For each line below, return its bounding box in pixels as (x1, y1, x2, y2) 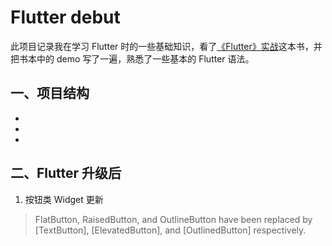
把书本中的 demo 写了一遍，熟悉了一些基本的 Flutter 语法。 (10, 52, 255, 65)
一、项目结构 (10, 85, 90, 102)
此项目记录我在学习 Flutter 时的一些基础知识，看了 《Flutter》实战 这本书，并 (10, 40, 323, 52)
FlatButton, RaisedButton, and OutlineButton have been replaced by (34, 213, 313, 225)
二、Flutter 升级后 (10, 165, 122, 182)
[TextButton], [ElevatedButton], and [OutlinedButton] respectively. (34, 224, 307, 236)
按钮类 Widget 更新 (24, 193, 104, 205)
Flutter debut (10, 6, 121, 29)
